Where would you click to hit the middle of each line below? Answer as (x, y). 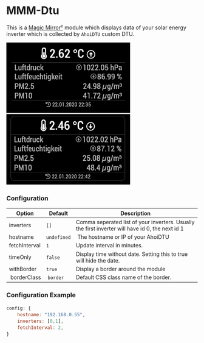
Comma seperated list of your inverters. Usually (135, 222)
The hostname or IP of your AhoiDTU (123, 237)
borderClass (25, 277)
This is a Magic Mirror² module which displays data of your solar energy (97, 27)
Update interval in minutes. (109, 246)
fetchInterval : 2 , (40, 327)
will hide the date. (98, 260)
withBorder (23, 269)
